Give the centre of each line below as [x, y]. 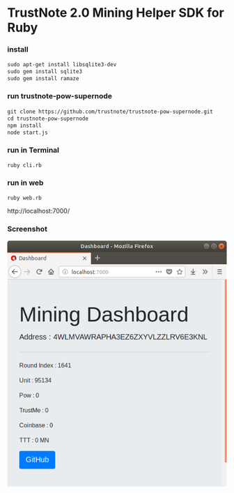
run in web [25, 183]
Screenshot [27, 229]
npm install [24, 126]
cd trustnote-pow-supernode [48, 119]
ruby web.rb [24, 198]
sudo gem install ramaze [43, 79]
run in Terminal [33, 150]
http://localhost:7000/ [39, 211]
